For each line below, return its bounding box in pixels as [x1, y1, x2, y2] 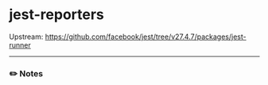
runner [9, 40, 31, 49]
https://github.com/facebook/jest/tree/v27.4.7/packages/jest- [45, 32, 247, 41]
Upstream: [9, 32, 44, 41]
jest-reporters [9, 6, 104, 24]
